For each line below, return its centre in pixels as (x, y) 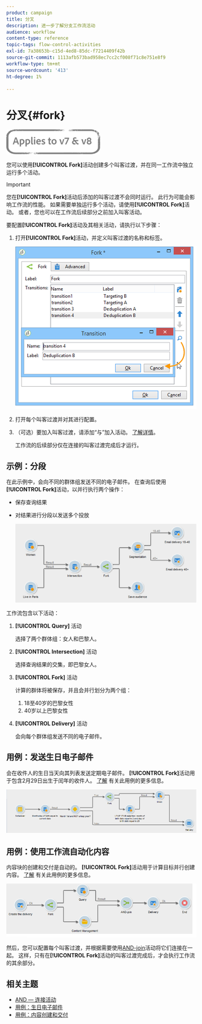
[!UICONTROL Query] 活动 (48, 626)
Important (18, 185)
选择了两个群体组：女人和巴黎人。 (57, 638)
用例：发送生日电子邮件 (50, 757)
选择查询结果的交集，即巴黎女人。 (57, 664)
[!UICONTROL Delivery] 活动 (51, 723)
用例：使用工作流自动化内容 (58, 851)
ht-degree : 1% (24, 77)
